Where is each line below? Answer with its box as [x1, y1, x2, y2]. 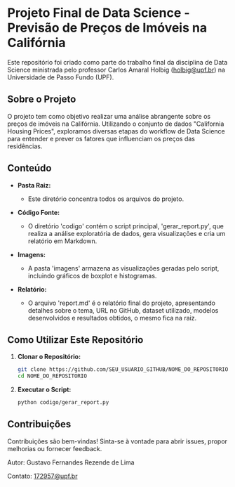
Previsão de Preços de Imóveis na [7, 20, 208, 36]
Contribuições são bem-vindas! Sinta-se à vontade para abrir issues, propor [7, 437, 228, 446]
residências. [7, 142, 43, 150]
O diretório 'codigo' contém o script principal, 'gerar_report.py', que [27, 221, 224, 230]
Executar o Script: [17, 385, 72, 394]
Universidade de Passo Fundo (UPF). [7, 72, 114, 82]
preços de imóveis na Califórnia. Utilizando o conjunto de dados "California [7, 119, 224, 128]
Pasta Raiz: [17, 181, 51, 189]
